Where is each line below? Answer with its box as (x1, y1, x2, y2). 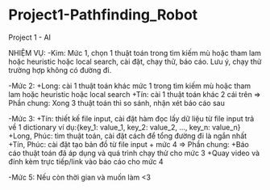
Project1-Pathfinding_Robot (8, 6, 198, 24)
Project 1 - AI (8, 32, 51, 42)
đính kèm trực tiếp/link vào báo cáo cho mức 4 (8, 156, 164, 167)
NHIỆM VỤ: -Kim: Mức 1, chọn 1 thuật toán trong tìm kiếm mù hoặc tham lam (8, 48, 262, 57)
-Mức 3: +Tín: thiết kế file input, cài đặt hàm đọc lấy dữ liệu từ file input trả (8, 113, 255, 123)
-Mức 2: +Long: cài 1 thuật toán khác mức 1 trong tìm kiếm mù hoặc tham (8, 81, 251, 91)
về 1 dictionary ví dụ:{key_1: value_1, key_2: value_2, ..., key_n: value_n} (8, 122, 241, 132)
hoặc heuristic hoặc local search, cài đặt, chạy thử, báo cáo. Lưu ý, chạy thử (8, 57, 262, 66)
